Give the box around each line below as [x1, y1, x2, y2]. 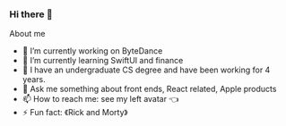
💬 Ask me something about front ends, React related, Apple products [22, 84, 277, 95]
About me [9, 29, 46, 39]
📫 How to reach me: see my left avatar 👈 [22, 94, 179, 105]
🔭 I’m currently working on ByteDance [22, 46, 163, 56]
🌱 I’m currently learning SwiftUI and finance [22, 55, 184, 66]
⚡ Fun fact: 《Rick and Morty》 [22, 107, 128, 118]
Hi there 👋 [9, 8, 54, 21]
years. [22, 74, 47, 85]
